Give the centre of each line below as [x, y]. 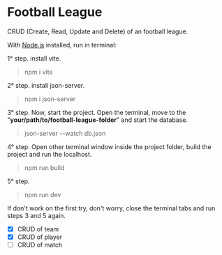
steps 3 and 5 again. [37, 215]
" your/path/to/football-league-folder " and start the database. [98, 120]
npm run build [44, 167]
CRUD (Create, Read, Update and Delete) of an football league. [98, 31]
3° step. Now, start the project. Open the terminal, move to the [97, 112]
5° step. [18, 181]
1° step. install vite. [34, 58]
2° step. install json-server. [46, 85]
